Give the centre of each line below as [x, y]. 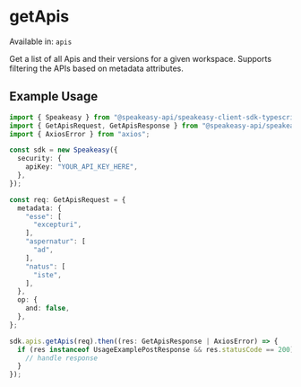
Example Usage [54, 97]
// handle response [62, 358]
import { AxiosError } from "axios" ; [80, 134]
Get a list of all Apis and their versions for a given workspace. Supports [140, 58]
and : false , [47, 308]
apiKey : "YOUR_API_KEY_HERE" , [82, 167]
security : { [40, 159]
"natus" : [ [46, 267]
